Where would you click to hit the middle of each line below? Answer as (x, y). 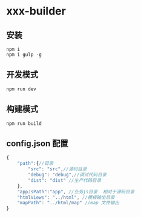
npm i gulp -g (24, 55)
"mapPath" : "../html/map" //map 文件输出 (68, 203)
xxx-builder (36, 11)
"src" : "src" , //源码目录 (57, 169)
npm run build (24, 123)
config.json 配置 (37, 144)
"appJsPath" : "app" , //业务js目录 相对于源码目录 (76, 192)
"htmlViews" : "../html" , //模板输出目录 (66, 197)
